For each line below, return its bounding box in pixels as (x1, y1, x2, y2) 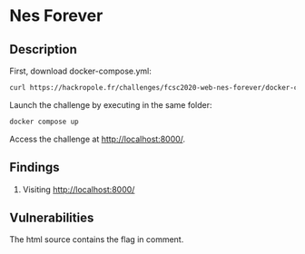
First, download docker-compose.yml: (9, 65, 152, 76)
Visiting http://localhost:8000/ (22, 183, 135, 195)
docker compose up (9, 117, 79, 126)
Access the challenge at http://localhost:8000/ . (9, 133, 186, 144)
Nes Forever (9, 5, 103, 26)
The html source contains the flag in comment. (9, 234, 184, 245)
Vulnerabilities (9, 210, 94, 225)
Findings (9, 160, 61, 175)
